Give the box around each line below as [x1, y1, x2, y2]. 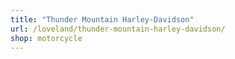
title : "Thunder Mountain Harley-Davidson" [10, 14, 195, 25]
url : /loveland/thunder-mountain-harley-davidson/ [10, 24, 226, 34]
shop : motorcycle [10, 33, 83, 43]
